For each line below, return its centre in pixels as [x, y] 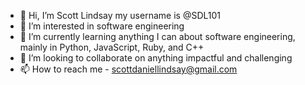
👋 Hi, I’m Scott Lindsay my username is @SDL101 [120, 15]
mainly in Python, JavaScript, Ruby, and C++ [112, 47]
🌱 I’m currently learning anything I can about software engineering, [157, 36]
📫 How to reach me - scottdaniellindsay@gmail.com [128, 69]
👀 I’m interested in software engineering [102, 26]
